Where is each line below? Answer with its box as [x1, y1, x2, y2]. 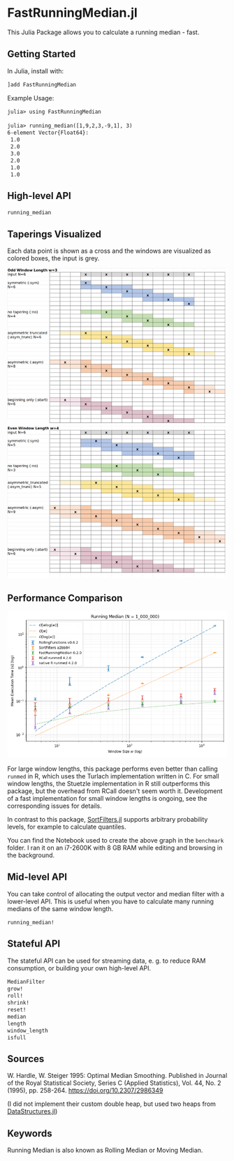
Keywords [7, 1127, 52, 1139]
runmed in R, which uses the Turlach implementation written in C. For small [7, 771, 219, 780]
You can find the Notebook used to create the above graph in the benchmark [7, 836, 224, 844]
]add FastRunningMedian [7, 81, 77, 88]
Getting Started [7, 48, 76, 60]
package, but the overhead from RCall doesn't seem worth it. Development [7, 787, 223, 795]
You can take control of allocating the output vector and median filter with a [7, 889, 225, 898]
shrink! [7, 999, 30, 1006]
